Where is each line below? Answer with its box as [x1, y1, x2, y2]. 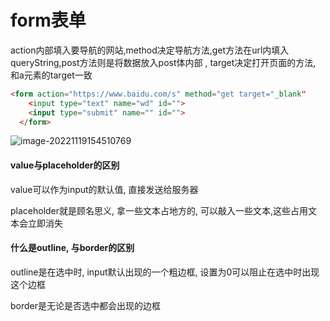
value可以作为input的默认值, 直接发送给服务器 [10, 183, 199, 195]
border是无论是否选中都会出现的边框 [10, 299, 162, 311]
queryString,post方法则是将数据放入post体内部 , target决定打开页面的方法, [10, 56, 317, 68]
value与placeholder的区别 [10, 159, 120, 171]
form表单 [10, 9, 87, 32]
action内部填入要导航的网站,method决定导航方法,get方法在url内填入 [10, 44, 290, 56]
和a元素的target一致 [10, 69, 93, 81]
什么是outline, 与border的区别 [10, 242, 135, 254]
